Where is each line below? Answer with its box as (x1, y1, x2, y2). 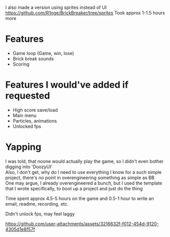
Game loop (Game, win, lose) (12, 50, 74, 56)
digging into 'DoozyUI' (5, 164, 53, 170)
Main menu (12, 112, 37, 118)
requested (5, 90, 50, 102)
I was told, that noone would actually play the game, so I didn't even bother (5, 158, 164, 164)
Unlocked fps (12, 123, 41, 129)
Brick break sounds (12, 55, 54, 62)
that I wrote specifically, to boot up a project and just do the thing (5, 185, 143, 191)
